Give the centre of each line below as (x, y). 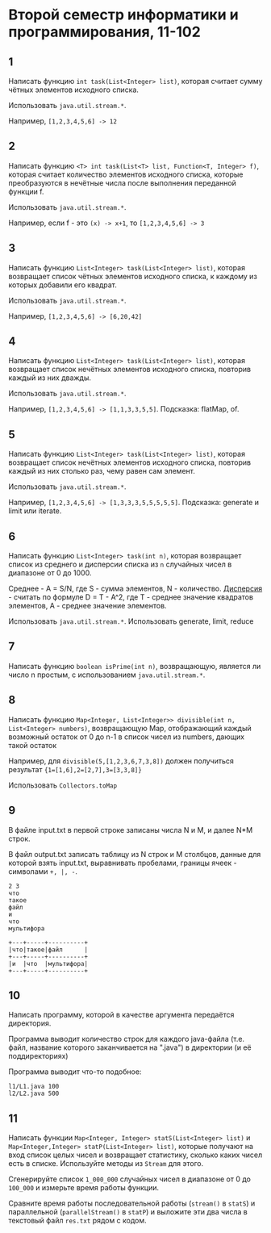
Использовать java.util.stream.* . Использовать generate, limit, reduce (131, 621)
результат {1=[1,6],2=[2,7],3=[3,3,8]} (75, 769)
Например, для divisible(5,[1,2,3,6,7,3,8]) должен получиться (121, 761)
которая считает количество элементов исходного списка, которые (126, 174)
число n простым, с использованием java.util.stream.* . (107, 675)
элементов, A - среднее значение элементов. (88, 606)
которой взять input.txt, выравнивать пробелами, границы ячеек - (123, 863)
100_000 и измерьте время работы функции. (84, 1188)
